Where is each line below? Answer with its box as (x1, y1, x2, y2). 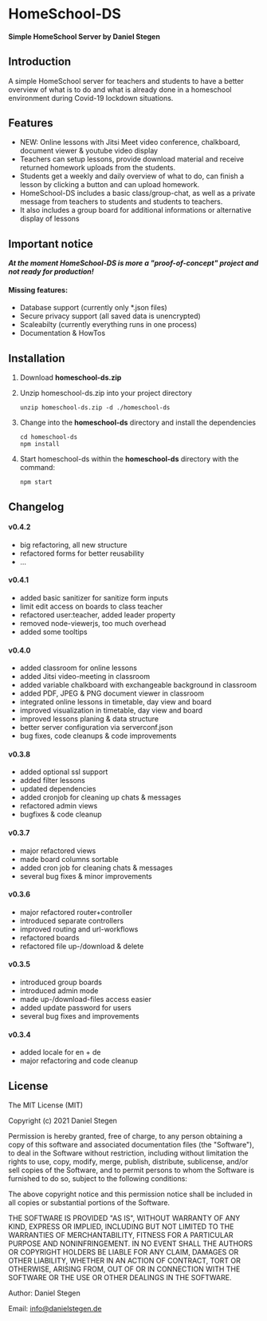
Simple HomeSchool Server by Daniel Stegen (8, 31, 161, 41)
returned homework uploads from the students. (19, 163, 176, 173)
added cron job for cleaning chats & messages (19, 863, 173, 872)
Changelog (8, 500, 65, 513)
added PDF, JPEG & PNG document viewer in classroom (19, 688, 205, 698)
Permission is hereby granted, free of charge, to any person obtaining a (8, 1131, 243, 1141)
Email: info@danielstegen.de (8, 1304, 102, 1314)
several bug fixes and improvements (19, 1012, 139, 1021)
